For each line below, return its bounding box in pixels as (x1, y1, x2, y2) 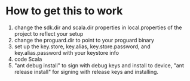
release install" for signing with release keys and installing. (14, 68, 159, 75)
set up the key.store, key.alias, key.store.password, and (14, 43, 151, 50)
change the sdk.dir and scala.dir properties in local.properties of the (14, 24, 182, 31)
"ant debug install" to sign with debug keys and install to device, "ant (14, 61, 185, 69)
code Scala (14, 55, 42, 63)
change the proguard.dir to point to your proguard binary (14, 36, 155, 43)
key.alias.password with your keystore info (14, 49, 119, 56)
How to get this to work (5, 4, 123, 18)
